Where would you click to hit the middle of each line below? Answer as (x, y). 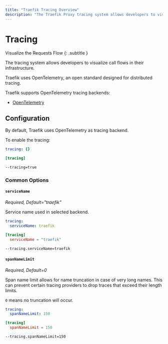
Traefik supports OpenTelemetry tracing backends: (58, 93)
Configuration (27, 118)
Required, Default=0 (26, 270)
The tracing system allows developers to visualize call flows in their (74, 63)
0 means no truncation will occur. (39, 300)
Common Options (27, 180)
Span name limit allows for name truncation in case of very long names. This (84, 280)
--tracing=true (21, 167)
